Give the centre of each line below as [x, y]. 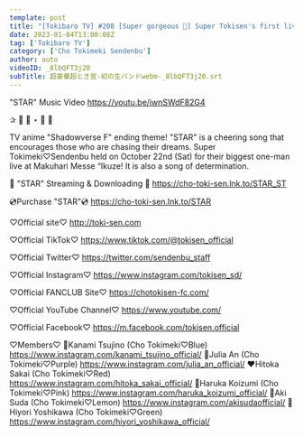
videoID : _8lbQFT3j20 [50, 69]
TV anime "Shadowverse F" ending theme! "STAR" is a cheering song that [147, 137]
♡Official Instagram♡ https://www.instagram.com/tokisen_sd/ [126, 274]
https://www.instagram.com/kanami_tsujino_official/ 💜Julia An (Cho [134, 354]
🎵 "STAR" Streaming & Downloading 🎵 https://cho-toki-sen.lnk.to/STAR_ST [148, 183]
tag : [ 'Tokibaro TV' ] [50, 43]
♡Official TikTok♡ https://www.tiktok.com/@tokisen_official [122, 239]
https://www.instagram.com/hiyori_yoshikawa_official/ [110, 422]
